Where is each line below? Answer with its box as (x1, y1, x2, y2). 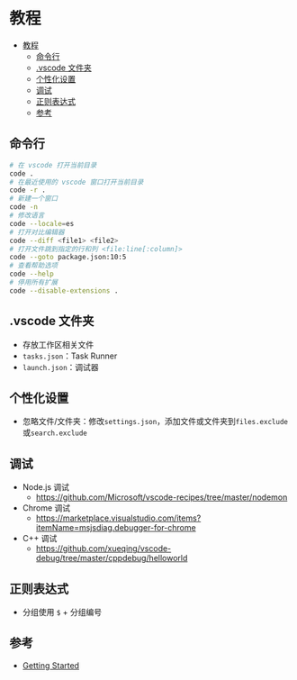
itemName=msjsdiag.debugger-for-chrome (35, 522, 196, 533)
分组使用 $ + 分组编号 (22, 607, 103, 617)
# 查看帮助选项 (9, 261, 58, 270)
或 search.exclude (22, 427, 88, 438)
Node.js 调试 (22, 482, 70, 493)
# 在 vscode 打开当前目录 (9, 160, 97, 169)
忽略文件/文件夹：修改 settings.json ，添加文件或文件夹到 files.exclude (22, 416, 288, 427)
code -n (9, 203, 39, 212)
